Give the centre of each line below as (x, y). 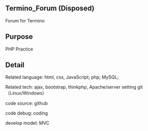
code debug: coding (27, 113)
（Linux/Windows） (26, 93)
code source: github (26, 103)
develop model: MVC (27, 123)
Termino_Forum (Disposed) (50, 8)
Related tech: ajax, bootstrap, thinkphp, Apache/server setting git (74, 87)
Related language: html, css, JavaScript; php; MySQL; (62, 77)
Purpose (19, 37)
